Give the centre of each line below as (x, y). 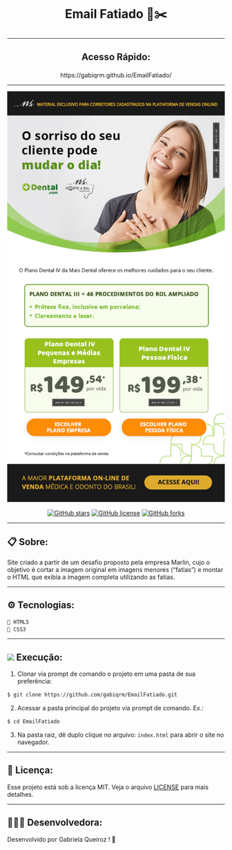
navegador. (33, 742)
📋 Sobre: (28, 542)
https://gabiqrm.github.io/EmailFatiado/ (116, 75)
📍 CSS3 (17, 629)
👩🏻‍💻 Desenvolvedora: (55, 823)
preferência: (35, 681)
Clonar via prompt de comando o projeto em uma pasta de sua (106, 674)
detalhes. (20, 794)
